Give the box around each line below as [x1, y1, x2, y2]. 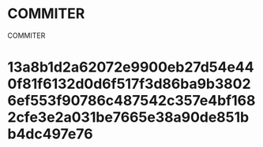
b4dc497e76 [7, 125, 93, 143]
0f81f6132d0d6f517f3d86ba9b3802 [7, 75, 251, 93]
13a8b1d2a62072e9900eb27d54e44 [7, 58, 254, 76]
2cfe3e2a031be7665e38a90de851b [7, 108, 250, 127]
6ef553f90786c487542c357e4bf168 [7, 92, 256, 110]
